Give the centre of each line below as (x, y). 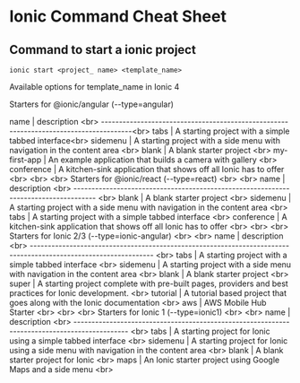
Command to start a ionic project (103, 50)
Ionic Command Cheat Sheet (118, 17)
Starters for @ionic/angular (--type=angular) (92, 104)
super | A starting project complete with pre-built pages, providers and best (149, 283)
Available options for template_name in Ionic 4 (94, 87)
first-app (26, 160)
